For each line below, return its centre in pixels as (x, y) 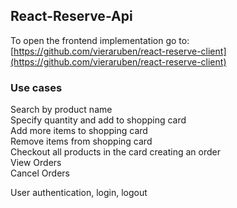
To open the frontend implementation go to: (100, 40)
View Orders (36, 163)
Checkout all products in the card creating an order (115, 152)
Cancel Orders (40, 173)
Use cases (36, 87)
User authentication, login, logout (79, 193)
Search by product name (61, 110)
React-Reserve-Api (71, 16)
